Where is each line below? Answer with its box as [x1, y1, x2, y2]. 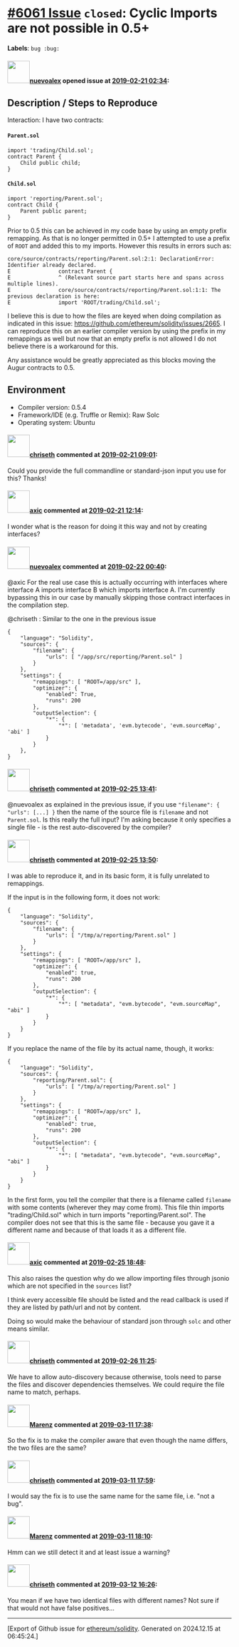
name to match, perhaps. [7, 1387, 81, 1396]
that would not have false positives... [7, 1603, 115, 1612]
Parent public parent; [20, 207, 87, 215]
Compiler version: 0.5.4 [17, 403, 87, 411]
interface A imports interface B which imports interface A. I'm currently [7, 585, 216, 594]
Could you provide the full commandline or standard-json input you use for [7, 466, 226, 475]
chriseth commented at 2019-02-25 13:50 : [29, 855, 159, 864]
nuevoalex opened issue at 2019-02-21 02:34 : [29, 76, 169, 85]
